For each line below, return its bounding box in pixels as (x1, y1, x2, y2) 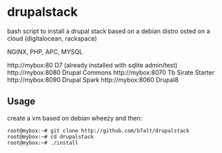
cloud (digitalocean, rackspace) (7, 34, 98, 42)
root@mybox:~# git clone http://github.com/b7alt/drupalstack (7, 127, 190, 134)
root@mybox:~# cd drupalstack (7, 133, 94, 140)
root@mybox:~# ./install (7, 139, 79, 146)
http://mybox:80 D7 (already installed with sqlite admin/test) (7, 61, 178, 69)
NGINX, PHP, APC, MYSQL (7, 48, 83, 56)
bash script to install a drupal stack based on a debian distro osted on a (7, 27, 210, 35)
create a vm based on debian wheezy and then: (7, 114, 143, 122)
